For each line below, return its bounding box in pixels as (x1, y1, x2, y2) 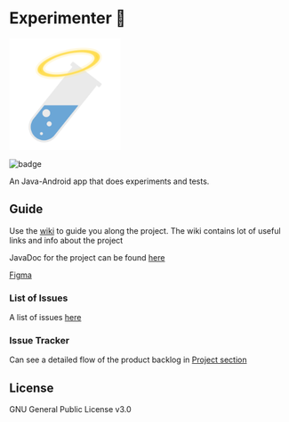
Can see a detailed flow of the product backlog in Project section (9, 354, 247, 365)
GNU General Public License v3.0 (9, 404, 132, 415)
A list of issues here (9, 312, 82, 323)
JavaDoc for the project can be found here (9, 252, 165, 262)
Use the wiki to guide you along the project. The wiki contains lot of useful (9, 225, 282, 236)
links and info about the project (9, 235, 124, 245)
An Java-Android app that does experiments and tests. (9, 176, 210, 186)
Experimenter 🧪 (9, 8, 126, 29)
